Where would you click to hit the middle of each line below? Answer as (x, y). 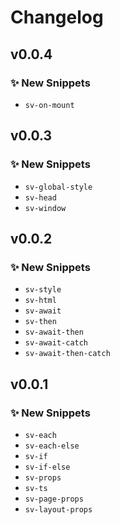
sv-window (45, 208)
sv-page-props (54, 499)
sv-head (40, 197)
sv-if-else (47, 467)
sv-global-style (58, 187)
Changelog (57, 17)
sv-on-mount (49, 105)
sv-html (40, 301)
